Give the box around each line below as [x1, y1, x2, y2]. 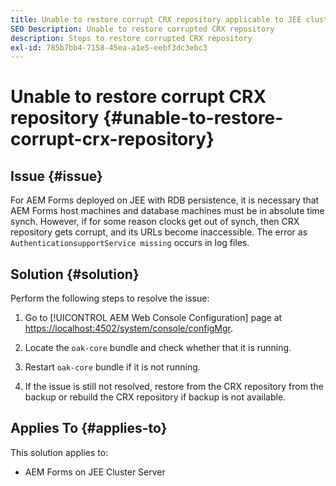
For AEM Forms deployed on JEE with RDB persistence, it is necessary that [10, 194, 320, 206]
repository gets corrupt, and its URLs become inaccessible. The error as [10, 226, 308, 238]
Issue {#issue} [10, 167, 103, 185]
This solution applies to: [10, 446, 109, 458]
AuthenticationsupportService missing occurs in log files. [10, 237, 250, 249]
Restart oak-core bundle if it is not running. [24, 361, 201, 373]
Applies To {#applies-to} [10, 420, 168, 437]
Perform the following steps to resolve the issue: [10, 292, 210, 305]
